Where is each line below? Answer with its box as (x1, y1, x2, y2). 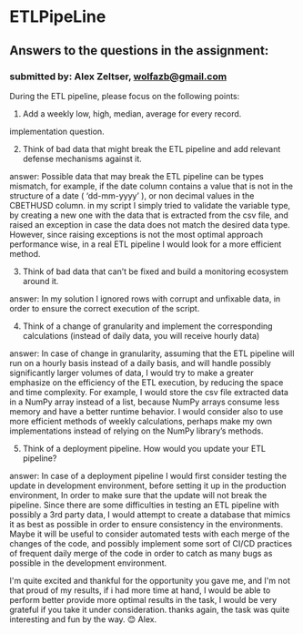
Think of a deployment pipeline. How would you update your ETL (22, 443, 267, 454)
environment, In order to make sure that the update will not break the (9, 489, 268, 500)
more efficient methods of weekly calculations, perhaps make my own (9, 415, 273, 426)
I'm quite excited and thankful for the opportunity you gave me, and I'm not (9, 575, 291, 586)
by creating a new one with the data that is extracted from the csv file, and (9, 210, 288, 220)
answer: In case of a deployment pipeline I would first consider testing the (9, 470, 288, 481)
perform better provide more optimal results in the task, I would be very (9, 594, 278, 605)
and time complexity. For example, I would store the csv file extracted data (9, 386, 289, 397)
